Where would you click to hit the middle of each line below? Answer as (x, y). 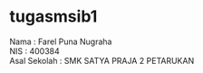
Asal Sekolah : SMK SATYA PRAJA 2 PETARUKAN (102, 60)
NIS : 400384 (35, 50)
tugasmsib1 (53, 17)
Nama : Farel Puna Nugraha (61, 41)
